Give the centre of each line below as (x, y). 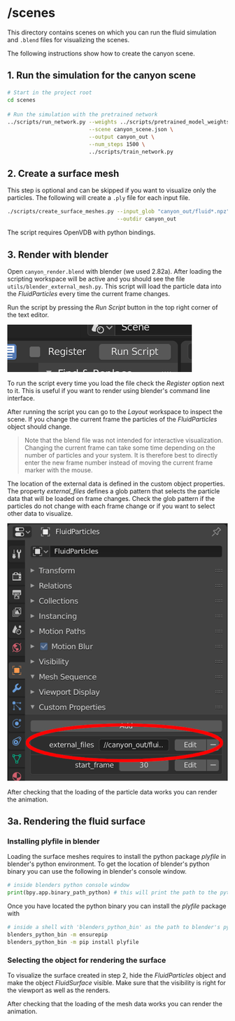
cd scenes (22, 100)
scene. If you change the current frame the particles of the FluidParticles (112, 419)
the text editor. (28, 315)
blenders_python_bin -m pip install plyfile (73, 942)
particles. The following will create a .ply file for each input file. (99, 198)
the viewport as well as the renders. (59, 990)
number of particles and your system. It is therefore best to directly (121, 455)
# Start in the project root (50, 93)
